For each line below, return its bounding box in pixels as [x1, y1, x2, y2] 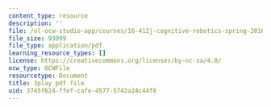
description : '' [8, 19, 63, 27]
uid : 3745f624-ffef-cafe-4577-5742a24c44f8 [8, 86, 157, 95]
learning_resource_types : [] [8, 49, 106, 57]
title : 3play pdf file [8, 79, 85, 87]
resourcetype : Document [8, 72, 89, 80]
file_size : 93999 [8, 34, 67, 43]
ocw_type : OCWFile [8, 64, 70, 72]
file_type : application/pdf [8, 42, 103, 50]
